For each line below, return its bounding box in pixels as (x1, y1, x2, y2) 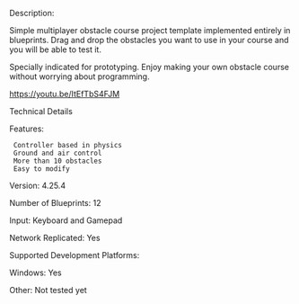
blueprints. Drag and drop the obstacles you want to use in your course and (9, 35, 289, 45)
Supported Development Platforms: (9, 250, 140, 260)
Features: (9, 123, 45, 134)
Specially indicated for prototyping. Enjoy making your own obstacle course (9, 62, 290, 72)
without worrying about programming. (9, 71, 150, 82)
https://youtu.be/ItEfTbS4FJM (9, 89, 120, 99)
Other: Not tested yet (9, 285, 87, 295)
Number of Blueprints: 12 (9, 198, 101, 208)
